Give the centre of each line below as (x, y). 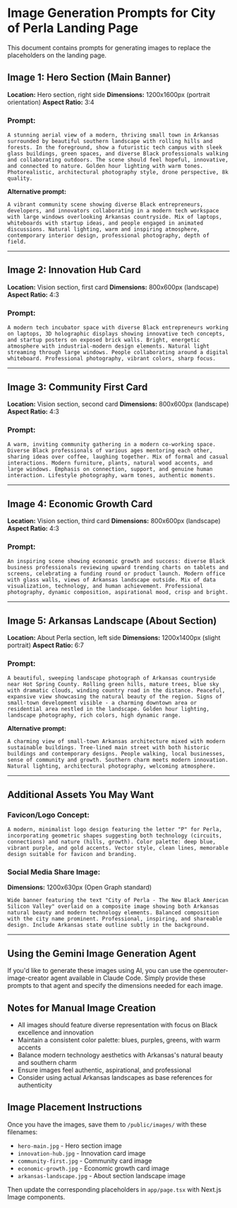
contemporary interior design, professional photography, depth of (109, 236)
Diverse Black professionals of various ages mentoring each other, (110, 451)
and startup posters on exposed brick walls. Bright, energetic (104, 340)
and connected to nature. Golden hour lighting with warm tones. (105, 166)
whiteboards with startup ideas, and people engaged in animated (105, 223)
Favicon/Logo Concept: (48, 814)
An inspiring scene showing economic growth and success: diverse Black (116, 562)
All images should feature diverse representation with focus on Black (117, 1025)
